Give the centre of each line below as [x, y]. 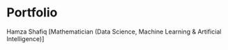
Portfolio [32, 13]
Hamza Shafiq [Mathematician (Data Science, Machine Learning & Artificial [114, 32]
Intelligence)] [25, 38]
